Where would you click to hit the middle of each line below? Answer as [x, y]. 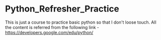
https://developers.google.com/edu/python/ [49, 32]
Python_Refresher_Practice [62, 9]
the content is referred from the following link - [52, 27]
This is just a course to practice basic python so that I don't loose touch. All [81, 22]
